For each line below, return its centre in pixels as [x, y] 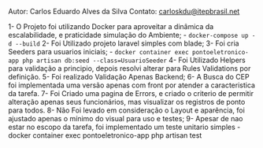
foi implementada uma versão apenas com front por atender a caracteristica [132, 85]
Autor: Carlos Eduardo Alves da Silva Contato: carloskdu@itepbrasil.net [124, 11]
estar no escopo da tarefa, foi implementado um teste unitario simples [122, 127]
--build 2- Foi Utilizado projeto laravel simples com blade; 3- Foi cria [127, 43]
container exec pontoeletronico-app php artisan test [117, 135]
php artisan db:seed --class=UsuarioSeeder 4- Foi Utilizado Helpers [134, 60]
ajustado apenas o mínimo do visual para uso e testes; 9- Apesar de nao [126, 118]
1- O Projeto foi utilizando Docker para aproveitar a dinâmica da [111, 26]
